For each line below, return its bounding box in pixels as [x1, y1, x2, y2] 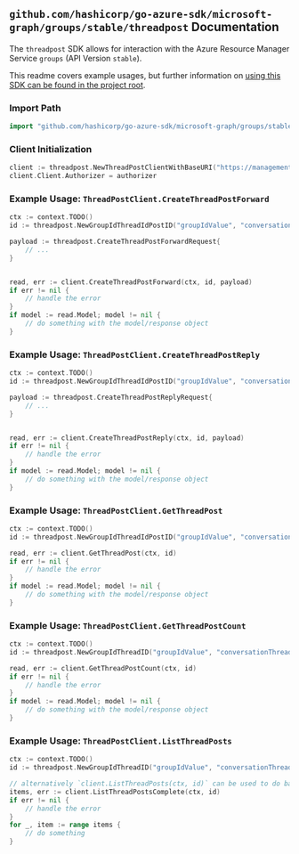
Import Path [9, 102, 61, 114]
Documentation [190, 20, 279, 35]
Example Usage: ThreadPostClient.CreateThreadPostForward [9, 192, 270, 205]
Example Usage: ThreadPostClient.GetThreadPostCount [9, 619, 246, 631]
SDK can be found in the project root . [9, 79, 146, 90]
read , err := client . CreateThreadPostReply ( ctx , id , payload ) [9, 433, 245, 443]
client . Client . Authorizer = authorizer [9, 172, 158, 181]
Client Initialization [9, 142, 93, 155]
